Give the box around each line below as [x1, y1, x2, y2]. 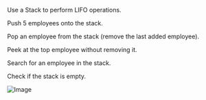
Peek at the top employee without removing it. [7, 46, 137, 53]
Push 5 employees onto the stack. [7, 19, 103, 27]
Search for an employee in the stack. [7, 59, 111, 67]
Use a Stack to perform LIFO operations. [7, 6, 122, 14]
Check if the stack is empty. [7, 72, 87, 80]
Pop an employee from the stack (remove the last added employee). [7, 32, 200, 40]
